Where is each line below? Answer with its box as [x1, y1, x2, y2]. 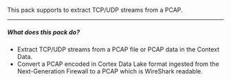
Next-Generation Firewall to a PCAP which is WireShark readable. [16, 67, 203, 75]
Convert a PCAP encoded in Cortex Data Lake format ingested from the [16, 60, 219, 68]
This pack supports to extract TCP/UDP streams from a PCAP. [7, 6, 184, 14]
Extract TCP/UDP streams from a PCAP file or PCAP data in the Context [16, 45, 220, 54]
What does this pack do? [7, 27, 80, 36]
